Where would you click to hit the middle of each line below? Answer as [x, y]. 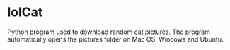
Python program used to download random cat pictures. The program [109, 32]
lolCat [25, 12]
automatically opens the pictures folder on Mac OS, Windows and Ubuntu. [115, 39]
